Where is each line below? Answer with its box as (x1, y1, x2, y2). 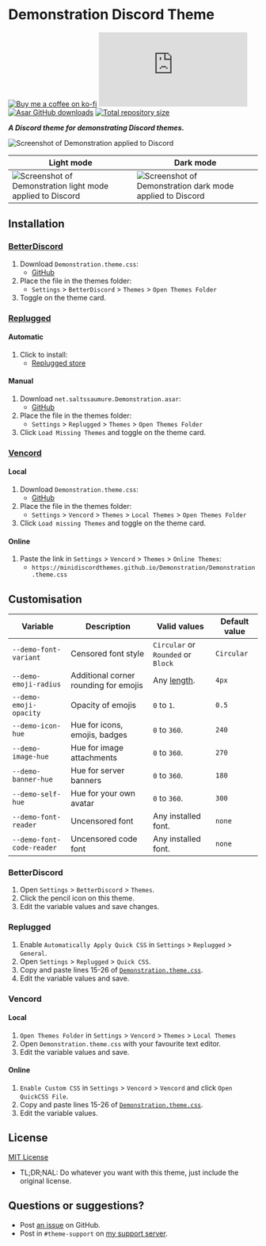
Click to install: (19, 350, 68, 359)
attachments (70, 752, 117, 763)
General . (19, 948, 47, 957)
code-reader (12, 843, 58, 853)
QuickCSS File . (19, 1091, 69, 1101)
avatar (70, 798, 95, 809)
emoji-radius (12, 680, 62, 689)
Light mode (48, 157, 93, 168)
